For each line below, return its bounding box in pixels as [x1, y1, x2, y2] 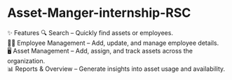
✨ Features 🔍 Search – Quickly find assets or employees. [7, 28, 174, 36]
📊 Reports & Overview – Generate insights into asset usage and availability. [7, 65, 226, 73]
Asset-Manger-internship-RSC [7, 5, 191, 21]
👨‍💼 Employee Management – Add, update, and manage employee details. [7, 39, 219, 47]
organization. [7, 56, 46, 65]
